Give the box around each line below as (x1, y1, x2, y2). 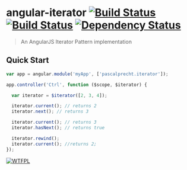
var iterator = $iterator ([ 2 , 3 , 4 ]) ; (11, 92, 108, 98)
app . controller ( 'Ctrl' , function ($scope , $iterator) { (6, 82, 147, 88)
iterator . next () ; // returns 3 (11, 108, 89, 115)
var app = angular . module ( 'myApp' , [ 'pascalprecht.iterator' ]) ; (6, 71, 169, 77)
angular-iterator (6, 6, 87, 20)
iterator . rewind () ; (11, 135, 60, 142)
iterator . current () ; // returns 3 (11, 119, 97, 126)
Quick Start (6, 55, 49, 65)
